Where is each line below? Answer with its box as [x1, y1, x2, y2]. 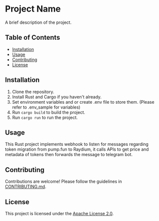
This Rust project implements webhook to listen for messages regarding [5, 142, 149, 147]
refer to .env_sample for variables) [12, 104, 81, 110]
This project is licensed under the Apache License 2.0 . [5, 211, 114, 216]
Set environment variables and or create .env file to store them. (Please [12, 99, 155, 105]
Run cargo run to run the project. [12, 114, 78, 120]
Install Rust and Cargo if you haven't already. [12, 94, 102, 100]
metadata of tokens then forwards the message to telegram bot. [5, 152, 133, 158]
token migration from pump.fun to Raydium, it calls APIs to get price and [5, 146, 149, 152]
